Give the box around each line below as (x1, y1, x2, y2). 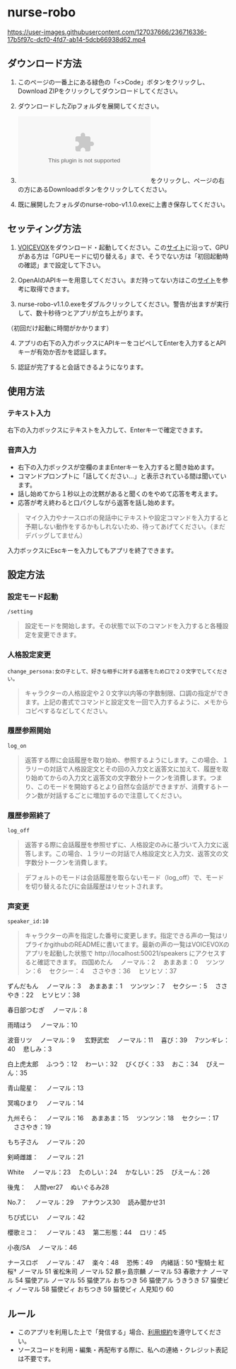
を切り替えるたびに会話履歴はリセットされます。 (24, 882, 167, 890)
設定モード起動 (7, 591, 59, 601)
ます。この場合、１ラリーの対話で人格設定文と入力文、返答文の (37, 849, 223, 858)
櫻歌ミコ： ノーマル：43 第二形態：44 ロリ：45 (7, 1228, 166, 1237)
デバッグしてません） (24, 531, 87, 540)
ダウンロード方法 (7, 57, 82, 69)
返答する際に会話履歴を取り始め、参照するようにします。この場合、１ (24, 756, 229, 764)
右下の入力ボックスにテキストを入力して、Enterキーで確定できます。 (7, 426, 207, 435)
